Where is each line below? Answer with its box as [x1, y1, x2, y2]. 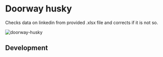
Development [5, 43, 48, 52]
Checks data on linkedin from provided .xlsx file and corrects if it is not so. [5, 19, 158, 25]
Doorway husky [5, 3, 72, 14]
